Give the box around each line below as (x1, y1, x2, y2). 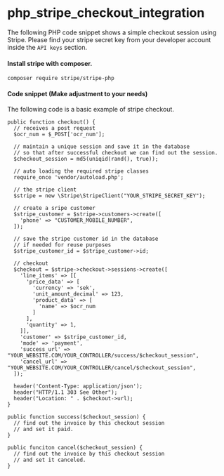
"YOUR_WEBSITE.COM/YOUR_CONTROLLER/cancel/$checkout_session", (7, 364, 197, 371)
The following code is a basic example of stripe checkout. (7, 105, 174, 114)
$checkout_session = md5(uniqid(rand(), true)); (13, 156, 159, 163)
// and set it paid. (13, 426, 74, 433)
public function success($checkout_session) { (7, 414, 146, 421)
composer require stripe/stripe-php (7, 75, 114, 82)
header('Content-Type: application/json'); (13, 383, 143, 390)
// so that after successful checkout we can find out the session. (13, 150, 218, 157)
